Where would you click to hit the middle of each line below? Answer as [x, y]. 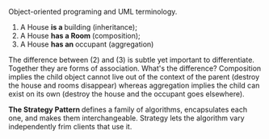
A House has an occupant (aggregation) [87, 44]
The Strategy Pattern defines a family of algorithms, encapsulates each [128, 109]
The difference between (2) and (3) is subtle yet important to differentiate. [131, 60]
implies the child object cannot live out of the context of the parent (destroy [134, 77]
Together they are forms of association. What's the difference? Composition [135, 68]
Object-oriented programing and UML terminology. [93, 12]
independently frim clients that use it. [70, 127]
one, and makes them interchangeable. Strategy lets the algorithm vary [126, 118]
